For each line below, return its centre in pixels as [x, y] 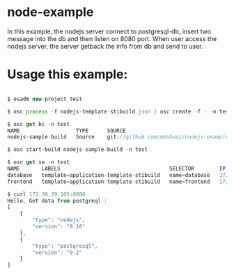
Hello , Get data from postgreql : [57, 201]
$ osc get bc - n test [39, 124]
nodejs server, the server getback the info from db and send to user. [105, 46]
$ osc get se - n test [39, 162]
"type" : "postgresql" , [65, 246]
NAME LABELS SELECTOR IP [117, 168]
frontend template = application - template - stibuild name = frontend [109, 182]
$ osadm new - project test [45, 99]
